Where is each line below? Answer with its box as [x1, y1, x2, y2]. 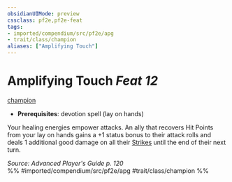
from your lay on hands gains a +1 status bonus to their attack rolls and [7, 130, 212, 139]
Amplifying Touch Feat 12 [7, 73, 159, 89]
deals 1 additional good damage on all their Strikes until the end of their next [7, 138, 226, 146]
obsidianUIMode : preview [7, 10, 80, 17]
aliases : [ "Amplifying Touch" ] [7, 43, 99, 50]
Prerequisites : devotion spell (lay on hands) [17, 109, 145, 118]
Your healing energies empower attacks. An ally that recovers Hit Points [7, 123, 214, 132]
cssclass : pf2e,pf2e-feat [7, 17, 82, 24]
